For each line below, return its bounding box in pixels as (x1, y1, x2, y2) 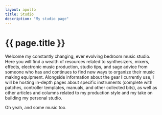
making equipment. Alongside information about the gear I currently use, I (5, 74, 154, 80)
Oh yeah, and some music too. (5, 105, 67, 111)
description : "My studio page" (5, 16, 69, 21)
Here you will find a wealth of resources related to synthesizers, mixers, (5, 59, 150, 65)
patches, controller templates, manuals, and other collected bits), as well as (5, 85, 158, 91)
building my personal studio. (5, 95, 63, 101)
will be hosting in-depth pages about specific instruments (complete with (5, 79, 153, 86)
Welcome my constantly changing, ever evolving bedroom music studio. (5, 53, 151, 59)
